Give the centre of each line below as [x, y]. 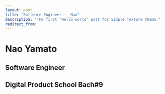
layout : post [19, 10]
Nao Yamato [31, 49]
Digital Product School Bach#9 [54, 85]
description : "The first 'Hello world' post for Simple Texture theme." [83, 19]
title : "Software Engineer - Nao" [43, 15]
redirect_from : [21, 24]
